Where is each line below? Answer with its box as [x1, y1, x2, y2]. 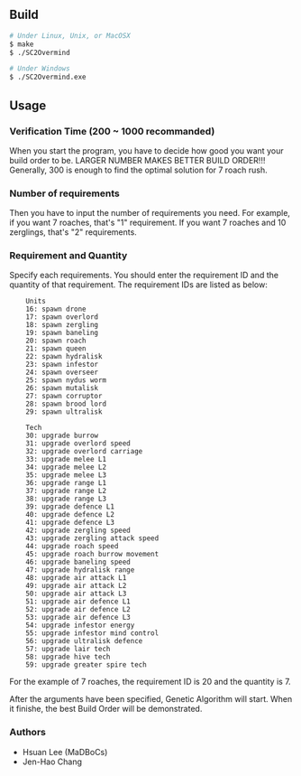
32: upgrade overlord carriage [25, 447, 143, 456]
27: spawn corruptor [25, 392, 103, 401]
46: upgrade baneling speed [25, 557, 131, 567]
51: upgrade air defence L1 [25, 597, 131, 606]
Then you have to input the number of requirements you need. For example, [9, 208, 291, 219]
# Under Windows [9, 64, 70, 73]
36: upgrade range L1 [25, 479, 106, 488]
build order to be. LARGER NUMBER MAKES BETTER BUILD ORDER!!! [9, 154, 266, 165]
